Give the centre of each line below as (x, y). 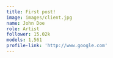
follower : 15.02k (28, 34)
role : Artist (23, 29)
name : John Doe (26, 23)
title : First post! (31, 12)
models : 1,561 (24, 40)
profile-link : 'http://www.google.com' (57, 46)
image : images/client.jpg (39, 18)
